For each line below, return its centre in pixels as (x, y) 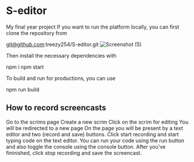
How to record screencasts (56, 108)
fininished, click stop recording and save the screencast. (74, 153)
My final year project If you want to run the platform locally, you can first (93, 27)
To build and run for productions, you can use (61, 78)
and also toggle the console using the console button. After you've (86, 146)
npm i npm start (25, 67)
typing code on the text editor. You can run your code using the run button (95, 140)
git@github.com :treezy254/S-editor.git (52, 44)
